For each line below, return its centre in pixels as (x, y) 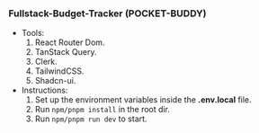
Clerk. (46, 62)
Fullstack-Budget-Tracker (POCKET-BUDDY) (107, 13)
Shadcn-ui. (55, 81)
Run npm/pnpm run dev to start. (91, 119)
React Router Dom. (70, 42)
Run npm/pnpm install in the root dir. (102, 110)
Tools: (33, 33)
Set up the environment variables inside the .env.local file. (143, 100)
